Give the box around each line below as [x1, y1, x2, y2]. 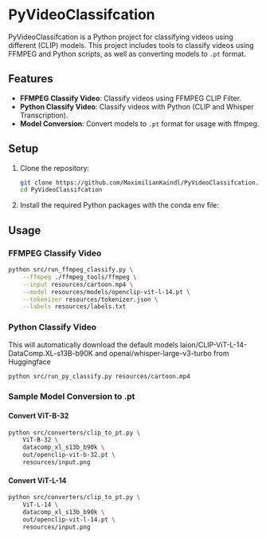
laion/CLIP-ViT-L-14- [180, 339, 248, 349]
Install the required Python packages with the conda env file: [19, 200, 220, 210]
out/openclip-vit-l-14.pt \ [22, 515, 115, 524]
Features [8, 72, 53, 85]
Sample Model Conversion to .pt [8, 391, 135, 402]
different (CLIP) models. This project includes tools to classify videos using [8, 40, 254, 50]
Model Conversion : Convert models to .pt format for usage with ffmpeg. [19, 118, 260, 129]
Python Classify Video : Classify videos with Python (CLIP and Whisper [19, 101, 254, 111]
